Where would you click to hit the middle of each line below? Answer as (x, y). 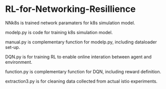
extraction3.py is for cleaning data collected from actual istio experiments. (82, 81)
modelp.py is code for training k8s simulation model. (59, 32)
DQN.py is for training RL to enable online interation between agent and (79, 57)
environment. (19, 62)
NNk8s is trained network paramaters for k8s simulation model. (70, 23)
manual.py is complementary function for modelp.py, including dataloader (81, 42)
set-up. (13, 47)
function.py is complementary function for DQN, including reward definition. (83, 71)
